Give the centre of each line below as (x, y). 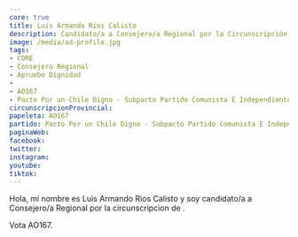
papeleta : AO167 (39, 116)
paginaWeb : (29, 133)
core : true (29, 17)
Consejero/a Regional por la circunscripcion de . (97, 208)
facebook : (27, 141)
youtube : (25, 165)
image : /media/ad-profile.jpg (65, 42)
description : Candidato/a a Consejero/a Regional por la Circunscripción (149, 34)
